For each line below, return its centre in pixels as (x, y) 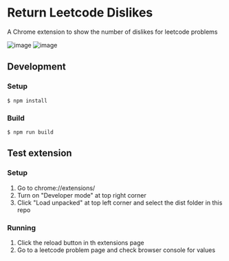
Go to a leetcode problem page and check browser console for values (116, 250)
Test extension (40, 153)
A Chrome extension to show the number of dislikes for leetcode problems (112, 32)
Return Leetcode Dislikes (80, 13)
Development (37, 67)
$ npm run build (30, 132)
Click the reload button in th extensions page (80, 242)
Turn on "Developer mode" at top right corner (81, 195)
